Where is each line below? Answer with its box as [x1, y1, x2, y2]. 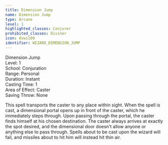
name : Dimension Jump [5, 12, 51, 17]
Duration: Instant [5, 76, 40, 82]
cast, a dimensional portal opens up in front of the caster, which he [5, 107, 145, 113]
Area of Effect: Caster [5, 87, 51, 93]
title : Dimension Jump [5, 7, 53, 13]
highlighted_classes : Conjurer [5, 26, 71, 31]
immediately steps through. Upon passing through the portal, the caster [5, 113, 155, 119]
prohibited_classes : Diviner [5, 31, 67, 36]
